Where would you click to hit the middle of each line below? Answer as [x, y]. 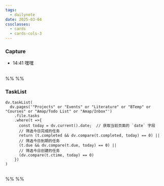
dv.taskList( [19, 102]
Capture [16, 51]
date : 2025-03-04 [24, 19]
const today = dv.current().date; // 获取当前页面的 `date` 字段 [87, 126]
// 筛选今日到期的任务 [39, 141]
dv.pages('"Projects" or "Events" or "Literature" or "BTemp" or [80, 107]
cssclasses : [18, 24]
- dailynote [23, 15]
